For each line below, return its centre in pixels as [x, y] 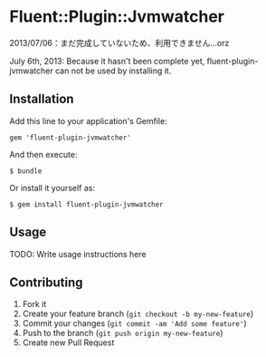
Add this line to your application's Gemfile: [88, 121]
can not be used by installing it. [113, 71]
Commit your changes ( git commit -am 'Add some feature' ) [134, 323]
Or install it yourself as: [52, 188]
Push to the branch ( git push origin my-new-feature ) [123, 333]
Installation [42, 99]
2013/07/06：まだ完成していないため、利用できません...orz [119, 43]
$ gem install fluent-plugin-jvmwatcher [87, 204]
